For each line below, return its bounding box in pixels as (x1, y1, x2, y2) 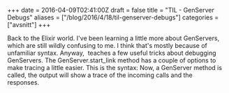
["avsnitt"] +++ (7, 21, 51, 28)
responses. (7, 78, 40, 86)
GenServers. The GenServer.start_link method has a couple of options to (7, 56, 216, 65)
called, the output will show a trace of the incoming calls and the (7, 71, 193, 79)
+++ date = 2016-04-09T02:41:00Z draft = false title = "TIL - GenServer (7, 6, 214, 14)
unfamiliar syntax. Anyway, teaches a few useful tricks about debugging (7, 49, 216, 57)
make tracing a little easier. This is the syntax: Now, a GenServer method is (7, 64, 222, 71)
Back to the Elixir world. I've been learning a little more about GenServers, (7, 34, 220, 42)
